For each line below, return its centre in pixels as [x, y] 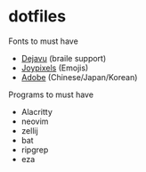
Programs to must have [51, 94]
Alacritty [36, 111]
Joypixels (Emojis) [55, 68]
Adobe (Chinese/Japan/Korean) [79, 77]
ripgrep [35, 150]
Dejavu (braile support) [64, 58]
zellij [30, 130]
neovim [35, 121]
